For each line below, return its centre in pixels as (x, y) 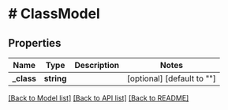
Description (97, 65)
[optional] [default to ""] (172, 78)
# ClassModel (54, 14)
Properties (35, 43)
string (55, 78)
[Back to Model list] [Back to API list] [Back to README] (99, 98)
